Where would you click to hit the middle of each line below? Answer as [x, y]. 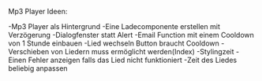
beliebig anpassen [38, 68]
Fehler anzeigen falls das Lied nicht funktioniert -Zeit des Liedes [133, 60]
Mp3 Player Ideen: [38, 11]
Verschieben [29, 52]
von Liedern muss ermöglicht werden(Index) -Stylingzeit [142, 52]
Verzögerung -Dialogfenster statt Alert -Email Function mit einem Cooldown [131, 35]
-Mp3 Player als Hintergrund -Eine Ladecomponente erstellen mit [114, 26]
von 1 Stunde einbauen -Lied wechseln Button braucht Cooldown [114, 43]
